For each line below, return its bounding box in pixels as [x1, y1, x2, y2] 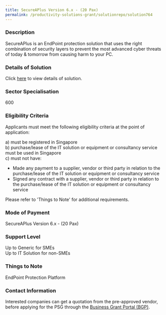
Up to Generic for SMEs [5, 244, 55, 251]
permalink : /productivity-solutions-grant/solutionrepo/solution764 [5, 12, 153, 17]
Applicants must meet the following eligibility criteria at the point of [5, 124, 145, 130]
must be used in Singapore [5, 150, 62, 156]
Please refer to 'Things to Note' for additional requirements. [5, 196, 130, 202]
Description [5, 29, 35, 36]
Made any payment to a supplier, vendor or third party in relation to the [12, 165, 160, 171]
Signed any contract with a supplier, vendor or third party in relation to [12, 176, 159, 182]
